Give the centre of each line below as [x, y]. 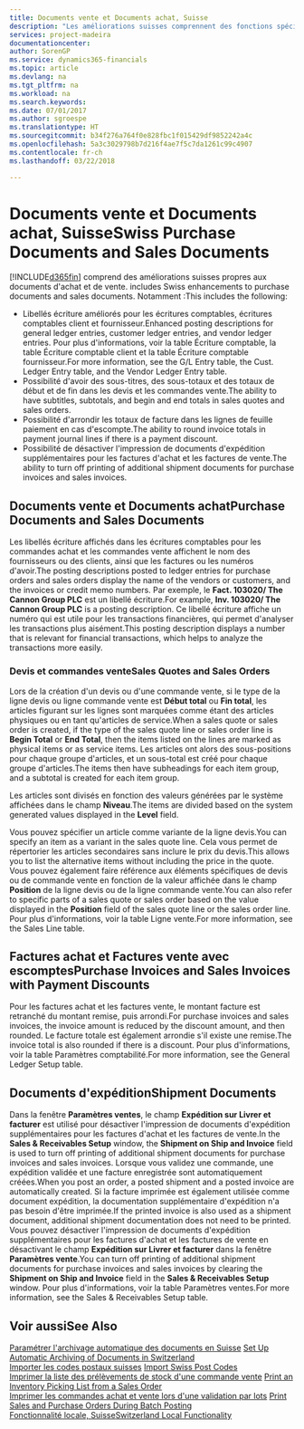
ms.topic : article [44, 69]
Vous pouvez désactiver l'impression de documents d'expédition [130, 1230]
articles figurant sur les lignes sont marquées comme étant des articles [142, 710]
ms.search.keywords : [48, 102]
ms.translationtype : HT [54, 128]
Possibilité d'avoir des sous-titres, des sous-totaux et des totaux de [148, 381]
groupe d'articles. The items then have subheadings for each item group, [144, 768]
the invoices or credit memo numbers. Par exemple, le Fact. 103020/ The [146, 590]
